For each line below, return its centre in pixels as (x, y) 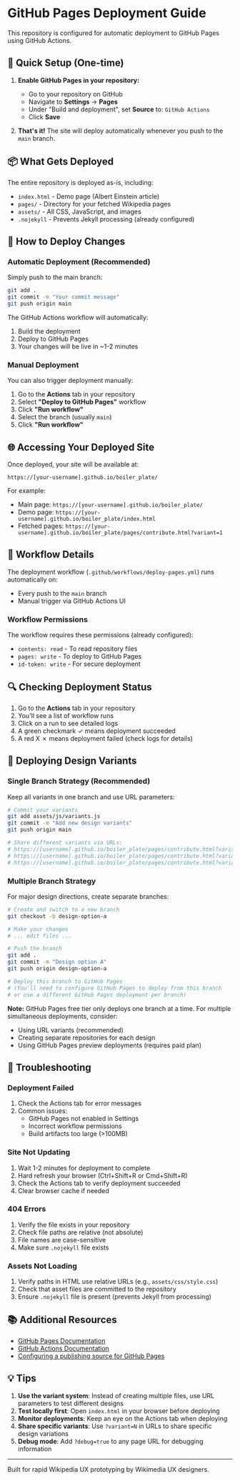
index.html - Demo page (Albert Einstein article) (89, 196)
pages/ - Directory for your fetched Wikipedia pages (94, 204)
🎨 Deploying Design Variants (72, 761)
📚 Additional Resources (62, 1320)
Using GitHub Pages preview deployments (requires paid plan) (110, 1045)
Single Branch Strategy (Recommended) (79, 782)
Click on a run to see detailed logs (68, 723)
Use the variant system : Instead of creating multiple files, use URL (116, 1395)
